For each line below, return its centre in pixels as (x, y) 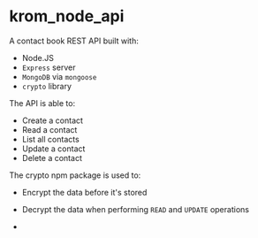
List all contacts (50, 139)
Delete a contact (52, 157)
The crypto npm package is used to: (75, 175)
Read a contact (49, 129)
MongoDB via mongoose (59, 76)
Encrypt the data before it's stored (84, 192)
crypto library (47, 86)
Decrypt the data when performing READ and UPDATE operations (136, 209)
